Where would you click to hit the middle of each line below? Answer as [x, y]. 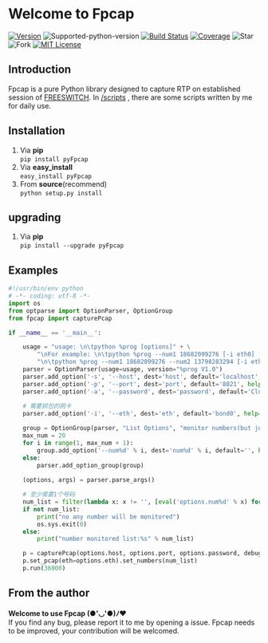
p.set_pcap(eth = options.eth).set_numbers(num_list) [110, 561]
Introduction [40, 70]
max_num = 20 [44, 436]
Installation [37, 131]
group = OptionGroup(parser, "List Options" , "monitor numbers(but [137, 428]
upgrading [35, 217]
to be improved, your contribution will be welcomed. [94, 630]
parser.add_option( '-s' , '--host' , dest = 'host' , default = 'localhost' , [142, 377]
